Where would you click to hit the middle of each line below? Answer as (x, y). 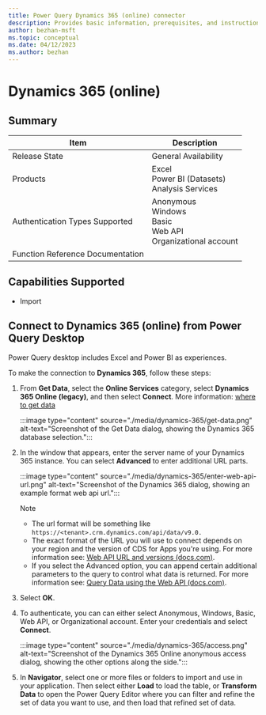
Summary (33, 121)
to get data (37, 405)
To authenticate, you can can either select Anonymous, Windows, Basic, (137, 613)
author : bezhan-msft (42, 30)
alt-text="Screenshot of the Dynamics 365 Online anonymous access (133, 653)
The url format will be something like (91, 524)
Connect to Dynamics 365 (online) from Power (125, 326)
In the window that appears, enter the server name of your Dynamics (132, 452)
